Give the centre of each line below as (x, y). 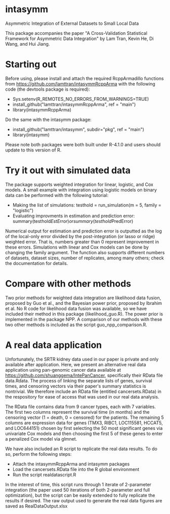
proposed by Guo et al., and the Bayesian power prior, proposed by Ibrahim (84, 303)
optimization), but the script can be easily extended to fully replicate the (80, 495)
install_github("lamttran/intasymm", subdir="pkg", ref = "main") (78, 129)
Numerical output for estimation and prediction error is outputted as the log (83, 231)
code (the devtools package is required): (48, 89)
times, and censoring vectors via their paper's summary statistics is (76, 386)
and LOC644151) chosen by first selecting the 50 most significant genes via (84, 428)
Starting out (31, 65)
